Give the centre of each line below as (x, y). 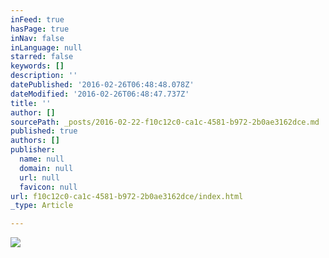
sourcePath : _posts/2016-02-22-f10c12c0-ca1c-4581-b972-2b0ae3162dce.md (165, 122)
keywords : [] (37, 66)
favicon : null (48, 187)
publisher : (33, 150)
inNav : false (37, 38)
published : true (44, 131)
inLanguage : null (46, 47)
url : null (39, 177)
